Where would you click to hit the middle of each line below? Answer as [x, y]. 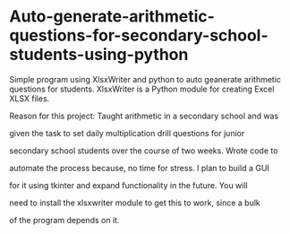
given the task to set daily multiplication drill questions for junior [127, 133]
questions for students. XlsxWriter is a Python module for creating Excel [142, 89]
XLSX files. [30, 98]
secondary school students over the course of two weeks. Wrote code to [144, 151]
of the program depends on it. [64, 220]
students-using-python [99, 55]
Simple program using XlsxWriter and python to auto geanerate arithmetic [145, 79]
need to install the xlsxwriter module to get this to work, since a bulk [135, 203]
